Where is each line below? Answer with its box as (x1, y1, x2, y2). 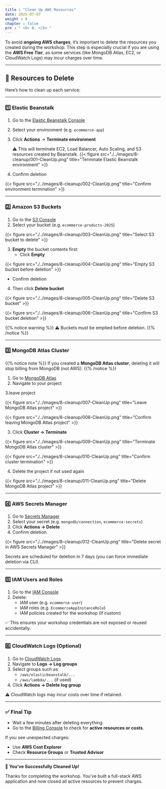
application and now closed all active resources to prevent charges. (5, 779, 143, 785)
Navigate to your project (12, 380, 62, 386)
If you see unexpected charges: (5, 735, 70, 741)
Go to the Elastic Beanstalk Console (12, 117, 85, 124)
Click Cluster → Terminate (12, 429, 67, 435)
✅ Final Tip (5, 708, 32, 715)
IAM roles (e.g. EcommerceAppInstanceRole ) (19, 605, 106, 611)
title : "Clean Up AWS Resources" (5, 7, 77, 12)
